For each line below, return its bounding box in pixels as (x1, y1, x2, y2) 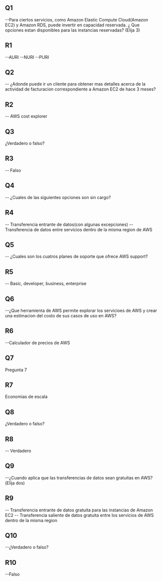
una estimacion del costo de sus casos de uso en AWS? (5, 312, 117, 318)
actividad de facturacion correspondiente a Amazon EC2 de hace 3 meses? (5, 86, 156, 92)
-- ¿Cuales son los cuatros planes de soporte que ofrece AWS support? (5, 254, 148, 259)
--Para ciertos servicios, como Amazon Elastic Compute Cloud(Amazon (5, 17, 148, 22)
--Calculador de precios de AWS (5, 340, 70, 345)
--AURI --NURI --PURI (5, 54, 49, 60)
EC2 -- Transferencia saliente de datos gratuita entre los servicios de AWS (5, 512, 154, 518)
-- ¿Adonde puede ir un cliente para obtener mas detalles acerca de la (5, 81, 146, 87)
